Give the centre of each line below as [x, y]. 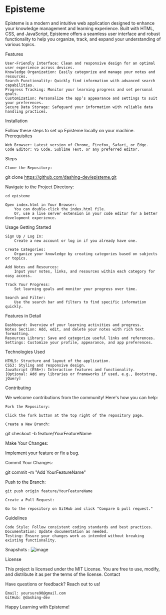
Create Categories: [25, 249]
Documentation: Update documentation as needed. [57, 531]
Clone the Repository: [29, 168]
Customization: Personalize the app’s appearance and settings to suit [81, 98]
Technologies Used [25, 352]
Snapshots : [17, 549]
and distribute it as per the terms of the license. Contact [63, 574]
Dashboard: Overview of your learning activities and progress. [73, 325]
